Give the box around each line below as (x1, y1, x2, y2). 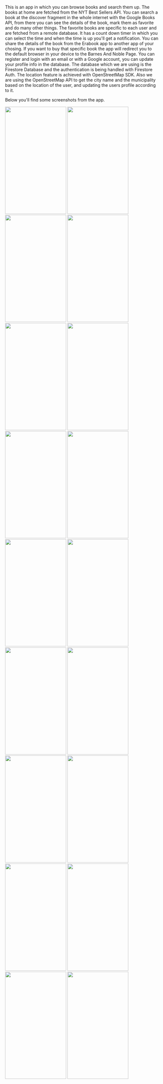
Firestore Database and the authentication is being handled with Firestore (5, 67, 153, 73)
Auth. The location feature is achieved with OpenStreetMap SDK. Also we (5, 72, 153, 77)
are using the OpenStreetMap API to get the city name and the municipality (5, 77, 156, 83)
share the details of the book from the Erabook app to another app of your (5, 41, 154, 46)
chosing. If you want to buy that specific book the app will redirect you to (5, 46, 152, 51)
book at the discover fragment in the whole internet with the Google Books (5, 15, 155, 20)
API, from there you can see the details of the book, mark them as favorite (5, 20, 154, 25)
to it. (5, 88, 14, 93)
